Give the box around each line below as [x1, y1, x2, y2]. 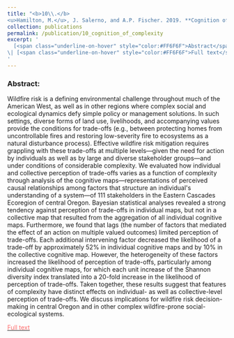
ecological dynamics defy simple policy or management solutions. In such [7, 110, 219, 118]
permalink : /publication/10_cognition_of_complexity [7, 29, 164, 37]
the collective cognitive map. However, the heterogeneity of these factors [7, 251, 218, 259]
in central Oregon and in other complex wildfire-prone [29, 302, 185, 311]
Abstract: [7, 78, 40, 88]
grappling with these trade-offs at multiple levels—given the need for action [7, 147, 224, 155]
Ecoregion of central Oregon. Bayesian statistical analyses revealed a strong [7, 198, 226, 207]
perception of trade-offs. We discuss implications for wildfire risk [7, 295, 194, 304]
